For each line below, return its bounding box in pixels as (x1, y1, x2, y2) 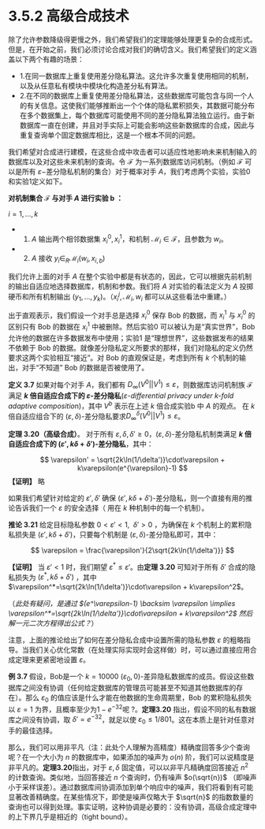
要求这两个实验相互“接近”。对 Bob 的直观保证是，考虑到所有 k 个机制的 (8, 352, 239, 362)
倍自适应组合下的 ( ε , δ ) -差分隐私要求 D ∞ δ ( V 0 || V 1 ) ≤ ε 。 (8, 410, 185, 422)
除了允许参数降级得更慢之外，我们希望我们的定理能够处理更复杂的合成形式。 (8, 35, 257, 44)
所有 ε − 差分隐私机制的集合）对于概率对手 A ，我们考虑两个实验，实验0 (21, 166, 251, 176)
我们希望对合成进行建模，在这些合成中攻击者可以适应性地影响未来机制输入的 (8, 147, 257, 156)
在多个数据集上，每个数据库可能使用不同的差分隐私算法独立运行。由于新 (19, 110, 255, 120)
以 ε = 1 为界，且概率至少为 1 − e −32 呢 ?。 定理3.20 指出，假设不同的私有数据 (8, 703, 256, 714)
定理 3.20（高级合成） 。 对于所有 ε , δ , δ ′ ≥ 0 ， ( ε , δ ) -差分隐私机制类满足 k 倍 (8, 429, 252, 439)
